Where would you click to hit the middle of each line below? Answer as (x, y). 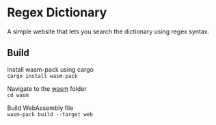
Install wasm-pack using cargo (51, 69)
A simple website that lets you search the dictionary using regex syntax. (108, 31)
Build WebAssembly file (40, 108)
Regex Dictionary (57, 13)
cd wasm (18, 95)
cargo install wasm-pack (42, 76)
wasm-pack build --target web (50, 114)
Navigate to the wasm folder (47, 88)
